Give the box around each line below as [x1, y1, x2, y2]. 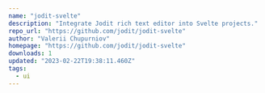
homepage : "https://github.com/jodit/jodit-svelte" [8, 42, 186, 50]
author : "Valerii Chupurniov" [8, 34, 111, 43]
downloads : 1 [8, 49, 53, 57]
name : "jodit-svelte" [8, 11, 82, 20]
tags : [8, 65, 27, 73]
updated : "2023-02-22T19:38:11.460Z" [8, 57, 136, 66]
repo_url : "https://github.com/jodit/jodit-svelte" [8, 27, 186, 35]
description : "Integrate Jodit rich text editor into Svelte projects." [8, 19, 259, 27]
